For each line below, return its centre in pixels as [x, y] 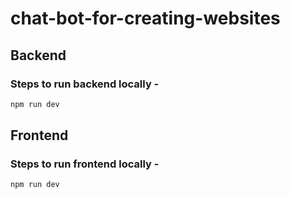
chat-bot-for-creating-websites [145, 18]
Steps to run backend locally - [85, 84]
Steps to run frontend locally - [85, 164]
